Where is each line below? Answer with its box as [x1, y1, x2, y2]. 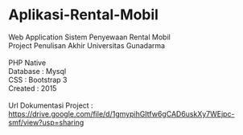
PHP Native [8, 58, 47, 67]
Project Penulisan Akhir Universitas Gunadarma [8, 40, 166, 50]
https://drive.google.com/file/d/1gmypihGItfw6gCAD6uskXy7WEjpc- [8, 108, 235, 118]
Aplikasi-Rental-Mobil [8, 6, 159, 24]
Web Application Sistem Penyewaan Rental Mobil [8, 32, 171, 42]
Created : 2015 [8, 83, 57, 93]
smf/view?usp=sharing [8, 117, 84, 127]
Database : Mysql [8, 66, 67, 76]
